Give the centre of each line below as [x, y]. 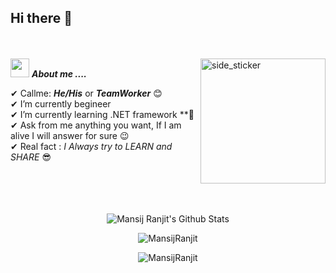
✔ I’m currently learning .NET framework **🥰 [102, 114]
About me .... [59, 73]
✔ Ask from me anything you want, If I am [96, 125]
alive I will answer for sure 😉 [70, 135]
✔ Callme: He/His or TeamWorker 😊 [86, 93]
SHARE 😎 [31, 157]
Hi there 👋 [41, 18]
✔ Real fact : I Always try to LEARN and [91, 146]
